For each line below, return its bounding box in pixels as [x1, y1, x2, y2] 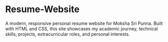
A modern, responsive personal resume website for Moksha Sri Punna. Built [5, 20, 163, 26]
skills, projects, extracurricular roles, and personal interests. [5, 31, 130, 37]
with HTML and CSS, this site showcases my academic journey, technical [5, 25, 158, 31]
